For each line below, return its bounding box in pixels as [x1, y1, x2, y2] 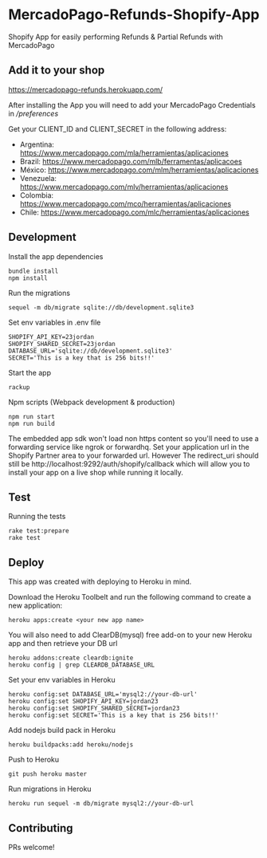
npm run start [8, 412, 56, 420]
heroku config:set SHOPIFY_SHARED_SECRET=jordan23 [8, 704, 180, 713]
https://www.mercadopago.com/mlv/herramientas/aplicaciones [19, 182, 229, 191]
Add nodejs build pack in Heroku [8, 726, 116, 735]
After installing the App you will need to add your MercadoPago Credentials [8, 100, 257, 109]
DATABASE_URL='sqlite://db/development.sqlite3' [8, 347, 173, 355]
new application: [8, 600, 63, 611]
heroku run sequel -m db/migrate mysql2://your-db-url [8, 800, 194, 808]
